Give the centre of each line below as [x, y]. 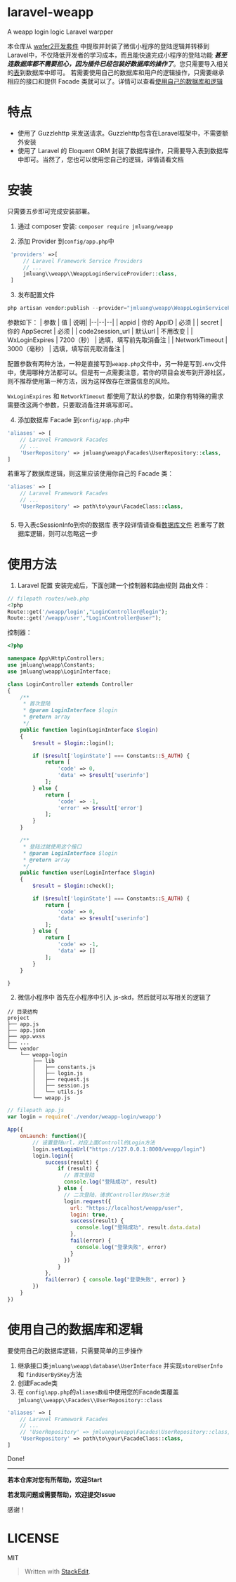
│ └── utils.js [58, 1092]
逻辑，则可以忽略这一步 [64, 533]
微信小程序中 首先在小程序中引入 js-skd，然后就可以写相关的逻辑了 [114, 998]
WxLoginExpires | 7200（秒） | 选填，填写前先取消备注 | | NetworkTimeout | [118, 340]
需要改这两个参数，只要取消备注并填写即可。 [72, 405]
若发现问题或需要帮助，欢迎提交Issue [61, 1494]
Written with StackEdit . [58, 1571]
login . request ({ [87, 1201]
